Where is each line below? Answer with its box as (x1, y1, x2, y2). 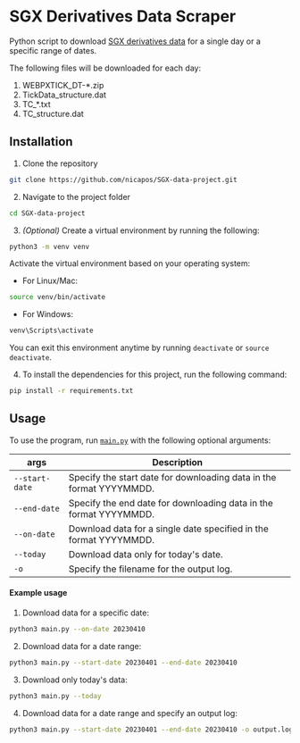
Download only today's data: (21, 674, 128, 685)
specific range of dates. (9, 45, 97, 55)
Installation (9, 134, 73, 149)
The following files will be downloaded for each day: (9, 63, 202, 73)
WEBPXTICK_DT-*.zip (21, 79, 104, 90)
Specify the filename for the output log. (68, 563, 233, 575)
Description (151, 455, 204, 468)
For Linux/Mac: (21, 275, 79, 287)
